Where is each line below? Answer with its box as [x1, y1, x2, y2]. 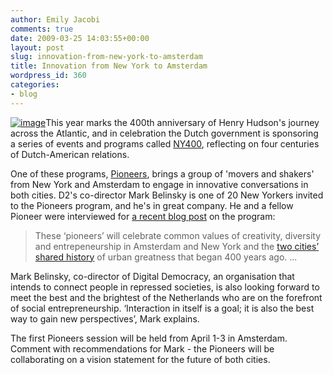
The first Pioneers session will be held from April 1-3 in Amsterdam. [10, 332, 288, 344]
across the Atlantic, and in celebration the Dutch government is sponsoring [10, 127, 319, 139]
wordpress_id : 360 [10, 71, 87, 81]
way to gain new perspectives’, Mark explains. [10, 312, 200, 325]
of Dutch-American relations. [10, 148, 130, 160]
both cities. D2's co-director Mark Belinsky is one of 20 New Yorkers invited [10, 189, 324, 201]
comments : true [10, 24, 74, 34]
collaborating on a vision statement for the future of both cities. [10, 353, 271, 365]
